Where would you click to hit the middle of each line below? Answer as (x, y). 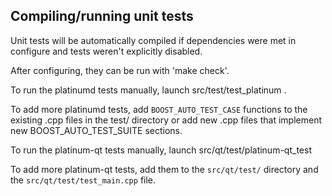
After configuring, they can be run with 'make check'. (120, 70)
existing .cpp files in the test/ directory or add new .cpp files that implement (166, 120)
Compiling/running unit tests (102, 16)
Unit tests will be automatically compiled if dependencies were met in (153, 40)
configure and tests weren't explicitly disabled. (106, 51)
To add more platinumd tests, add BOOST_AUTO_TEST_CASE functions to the (159, 109)
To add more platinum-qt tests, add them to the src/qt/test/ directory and (164, 169)
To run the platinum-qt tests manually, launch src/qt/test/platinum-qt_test (161, 150)
